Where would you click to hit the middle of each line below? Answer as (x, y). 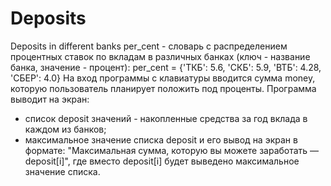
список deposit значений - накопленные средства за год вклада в (166, 118)
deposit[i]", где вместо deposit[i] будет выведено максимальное (162, 161)
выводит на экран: (50, 99)
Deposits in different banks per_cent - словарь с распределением (149, 46)
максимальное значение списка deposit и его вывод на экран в (161, 139)
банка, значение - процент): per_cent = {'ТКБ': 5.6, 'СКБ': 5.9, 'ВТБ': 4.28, (166, 67)
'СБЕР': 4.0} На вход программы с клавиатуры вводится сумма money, (163, 78)
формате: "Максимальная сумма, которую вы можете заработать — (172, 150)
